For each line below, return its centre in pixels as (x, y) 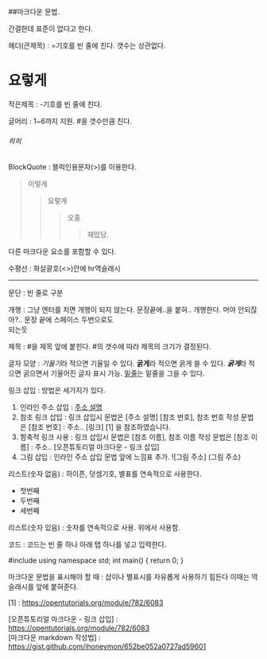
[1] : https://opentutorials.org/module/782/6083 (86, 602)
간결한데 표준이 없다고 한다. (51, 29)
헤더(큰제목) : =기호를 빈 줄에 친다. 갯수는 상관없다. (87, 45)
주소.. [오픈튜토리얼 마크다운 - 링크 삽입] (97, 447)
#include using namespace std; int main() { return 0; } (96, 560)
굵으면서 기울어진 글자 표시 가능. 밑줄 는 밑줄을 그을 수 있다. (114, 373)
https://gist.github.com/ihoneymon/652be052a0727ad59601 (107, 646)
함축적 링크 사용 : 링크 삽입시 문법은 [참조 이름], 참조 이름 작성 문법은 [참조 (134, 437)
